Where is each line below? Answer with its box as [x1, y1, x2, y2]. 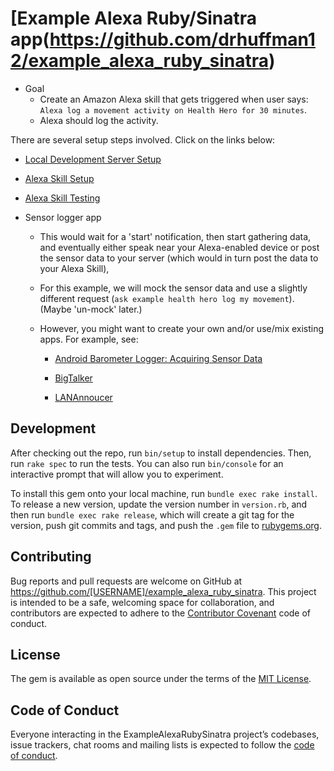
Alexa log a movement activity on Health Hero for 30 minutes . [39, 103, 308, 116]
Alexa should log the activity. [39, 114, 159, 126]
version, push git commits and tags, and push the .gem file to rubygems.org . [10, 519, 323, 531]
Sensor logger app [24, 211, 102, 223]
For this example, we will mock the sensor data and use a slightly [39, 282, 308, 294]
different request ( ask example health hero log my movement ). [39, 292, 295, 304]
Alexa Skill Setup [24, 172, 95, 184]
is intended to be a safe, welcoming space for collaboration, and [10, 596, 275, 608]
